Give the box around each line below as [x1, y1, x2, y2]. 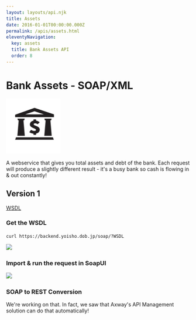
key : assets [11, 41, 41, 46]
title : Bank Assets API [11, 47, 69, 53]
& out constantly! [6, 171, 47, 178]
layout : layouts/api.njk [6, 9, 67, 15]
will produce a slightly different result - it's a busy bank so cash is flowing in [6, 165, 189, 173]
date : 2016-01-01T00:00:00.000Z [6, 22, 85, 28]
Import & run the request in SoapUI [6, 259, 106, 267]
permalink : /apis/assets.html [6, 28, 80, 34]
